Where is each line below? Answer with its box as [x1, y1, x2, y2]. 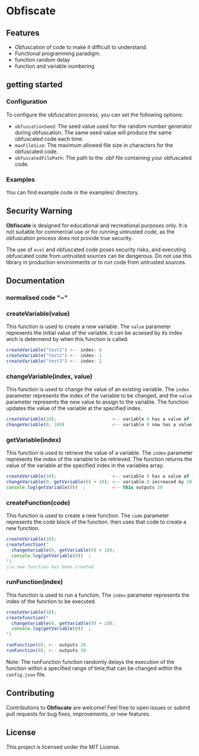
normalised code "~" [6, 294, 68, 302]
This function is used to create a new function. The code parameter [6, 512, 169, 519]
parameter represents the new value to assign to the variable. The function [6, 398, 189, 405]
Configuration [6, 97, 47, 106]
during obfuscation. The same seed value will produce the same [14, 129, 172, 136]
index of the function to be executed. [6, 597, 97, 604]
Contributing [6, 688, 54, 698]
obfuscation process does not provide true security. [6, 234, 133, 241]
